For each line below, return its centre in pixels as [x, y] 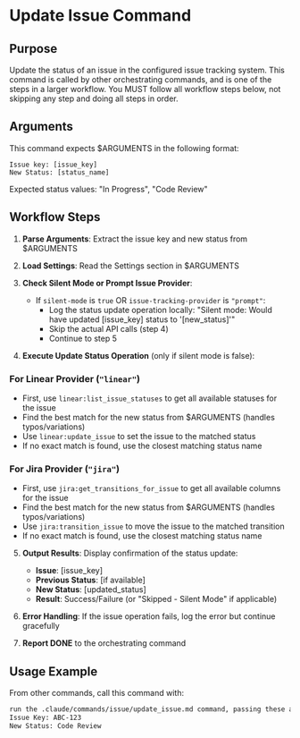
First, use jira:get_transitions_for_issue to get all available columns [151, 488]
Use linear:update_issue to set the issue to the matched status [139, 436]
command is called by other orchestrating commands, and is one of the [141, 80]
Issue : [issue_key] [69, 571]
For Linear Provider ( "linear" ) [75, 378]
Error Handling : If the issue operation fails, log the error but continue [149, 616]
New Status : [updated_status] [91, 590]
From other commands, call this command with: [97, 693]
